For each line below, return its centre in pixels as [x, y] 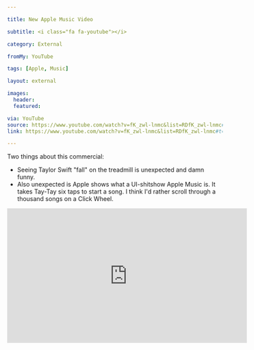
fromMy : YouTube [30, 56]
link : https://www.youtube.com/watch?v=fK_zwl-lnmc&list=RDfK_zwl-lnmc [111, 131]
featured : [27, 106]
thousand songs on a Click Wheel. [65, 199]
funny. [26, 177]
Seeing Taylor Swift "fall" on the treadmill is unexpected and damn [111, 170]
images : [18, 94]
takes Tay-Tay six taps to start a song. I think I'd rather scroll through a [116, 191]
